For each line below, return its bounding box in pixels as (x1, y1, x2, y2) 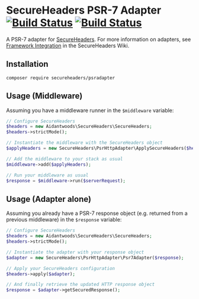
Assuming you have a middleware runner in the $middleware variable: (6, 107, 174, 114)
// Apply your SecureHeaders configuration (6, 265, 115, 271)
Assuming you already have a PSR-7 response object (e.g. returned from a (6, 210, 188, 217)
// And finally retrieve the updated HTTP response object (6, 282, 155, 288)
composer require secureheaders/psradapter (6, 75, 115, 81)
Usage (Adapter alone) (6, 194, 92, 204)
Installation (6, 59, 49, 69)
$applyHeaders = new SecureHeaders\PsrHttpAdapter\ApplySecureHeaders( (6, 146, 187, 152)
